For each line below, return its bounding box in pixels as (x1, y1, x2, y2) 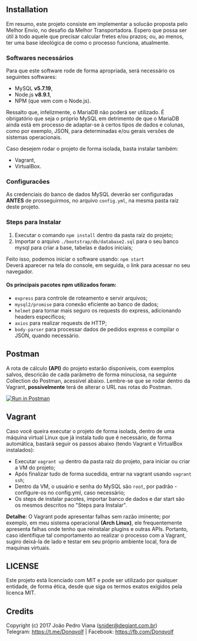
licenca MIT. (6, 589, 36, 596)
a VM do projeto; (14, 464, 56, 471)
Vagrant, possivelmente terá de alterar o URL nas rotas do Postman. (6, 383, 172, 390)
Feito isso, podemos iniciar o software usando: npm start (6, 255, 145, 263)
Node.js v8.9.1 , (14, 91, 52, 98)
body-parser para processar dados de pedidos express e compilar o (14, 326, 179, 333)
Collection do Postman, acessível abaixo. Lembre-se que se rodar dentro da (6, 377, 191, 384)
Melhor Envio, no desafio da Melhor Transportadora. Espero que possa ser (6, 26, 187, 34)
